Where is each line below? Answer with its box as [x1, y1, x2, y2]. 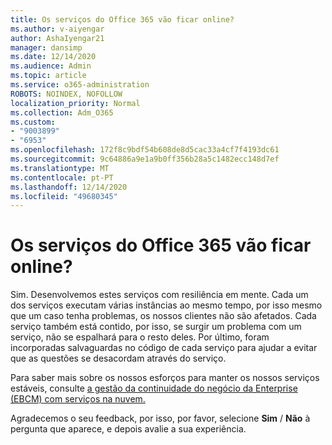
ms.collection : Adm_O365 [10, 107, 114, 118]
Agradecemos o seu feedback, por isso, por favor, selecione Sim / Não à [10, 412, 311, 425]
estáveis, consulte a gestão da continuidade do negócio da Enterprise [10, 382, 298, 395]
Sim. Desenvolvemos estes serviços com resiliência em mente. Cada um [10, 289, 309, 301]
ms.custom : [10, 117, 56, 127]
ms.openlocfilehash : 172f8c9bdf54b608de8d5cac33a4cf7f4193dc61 [10, 145, 280, 155]
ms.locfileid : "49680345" [10, 191, 118, 201]
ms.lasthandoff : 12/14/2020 [10, 182, 128, 192]
